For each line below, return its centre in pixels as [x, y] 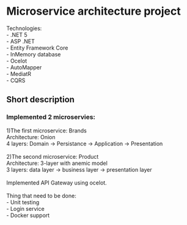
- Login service [25, 208]
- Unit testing [23, 202]
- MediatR [19, 74]
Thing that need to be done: [41, 196]
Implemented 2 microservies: [51, 117]
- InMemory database [34, 54]
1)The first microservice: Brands [47, 131]
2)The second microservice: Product [53, 156]
